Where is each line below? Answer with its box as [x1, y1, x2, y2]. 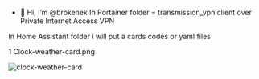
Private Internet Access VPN [19, 16, 115, 26]
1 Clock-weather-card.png [8, 47, 95, 56]
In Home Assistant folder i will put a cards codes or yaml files [8, 32, 211, 41]
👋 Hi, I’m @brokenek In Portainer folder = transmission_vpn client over [19, 8, 252, 17]
